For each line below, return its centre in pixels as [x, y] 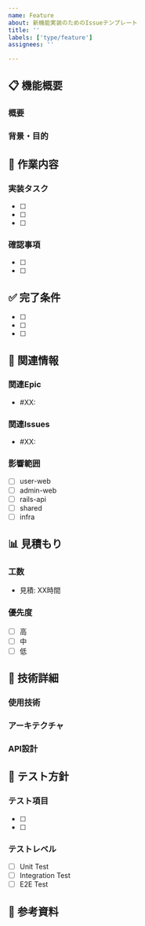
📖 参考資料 [33, 911]
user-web [35, 481]
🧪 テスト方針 [38, 777]
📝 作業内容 [33, 164]
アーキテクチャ [36, 726]
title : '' [24, 30]
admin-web [38, 490]
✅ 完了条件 [34, 297]
